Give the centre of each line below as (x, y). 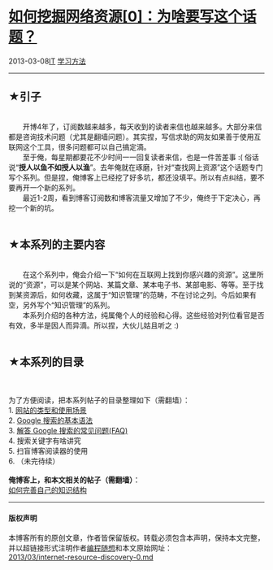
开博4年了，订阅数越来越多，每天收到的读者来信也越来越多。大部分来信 (142, 126)
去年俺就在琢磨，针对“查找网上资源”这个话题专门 (182, 167)
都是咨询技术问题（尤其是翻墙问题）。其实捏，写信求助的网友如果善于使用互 (135, 137)
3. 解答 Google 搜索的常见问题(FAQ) (68, 431)
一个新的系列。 (54, 187)
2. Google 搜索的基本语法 (51, 420)
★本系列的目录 (46, 361)
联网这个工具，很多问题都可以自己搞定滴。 (80, 146)
